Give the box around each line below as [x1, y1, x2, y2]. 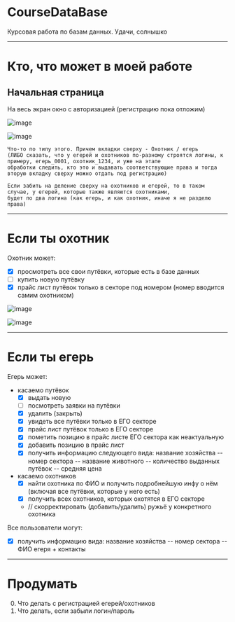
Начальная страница [7, 86, 105, 98]
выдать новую [27, 394, 71, 401]
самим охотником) [17, 291, 75, 300]
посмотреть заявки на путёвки [27, 401, 120, 410]
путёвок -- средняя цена [27, 464, 103, 473]
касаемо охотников [17, 471, 77, 480]
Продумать [7, 576, 78, 592]
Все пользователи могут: [7, 523, 83, 532]
